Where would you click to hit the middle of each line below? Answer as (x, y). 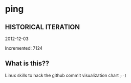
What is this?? (27, 64)
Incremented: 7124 (24, 48)
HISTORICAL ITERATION (43, 27)
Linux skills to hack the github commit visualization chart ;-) (66, 75)
